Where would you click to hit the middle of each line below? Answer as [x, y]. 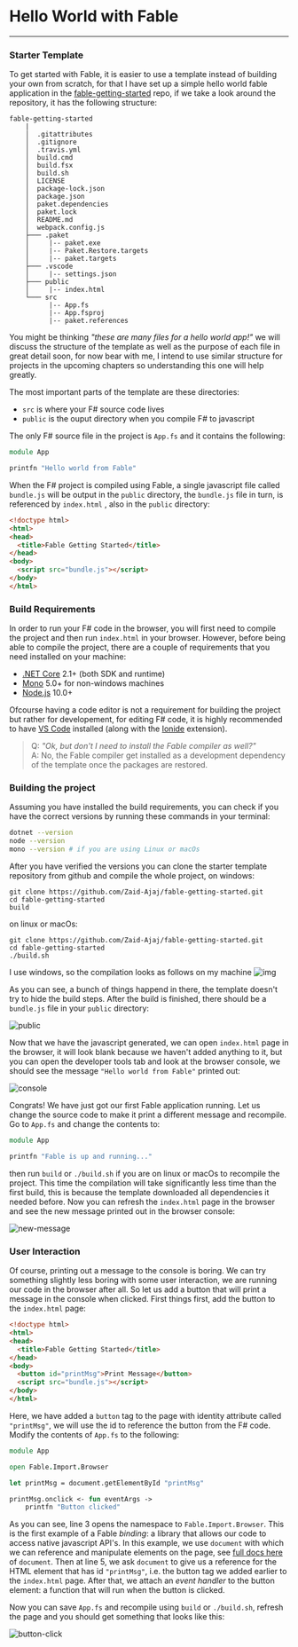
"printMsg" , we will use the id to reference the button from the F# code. [140, 1425]
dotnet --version [41, 833]
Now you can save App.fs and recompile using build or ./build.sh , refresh [146, 1607]
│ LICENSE [45, 181]
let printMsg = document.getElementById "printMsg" [106, 1483]
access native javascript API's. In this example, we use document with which [147, 1543]
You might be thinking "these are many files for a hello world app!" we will [145, 337]
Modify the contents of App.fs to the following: [94, 1434]
